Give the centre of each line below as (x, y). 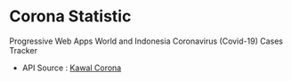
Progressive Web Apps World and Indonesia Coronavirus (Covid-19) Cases (146, 41)
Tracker (24, 50)
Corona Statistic (70, 16)
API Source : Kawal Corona (72, 68)
